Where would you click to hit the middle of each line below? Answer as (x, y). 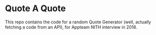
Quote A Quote (36, 9)
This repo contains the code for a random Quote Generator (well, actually (78, 22)
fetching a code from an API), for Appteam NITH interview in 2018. (71, 27)
